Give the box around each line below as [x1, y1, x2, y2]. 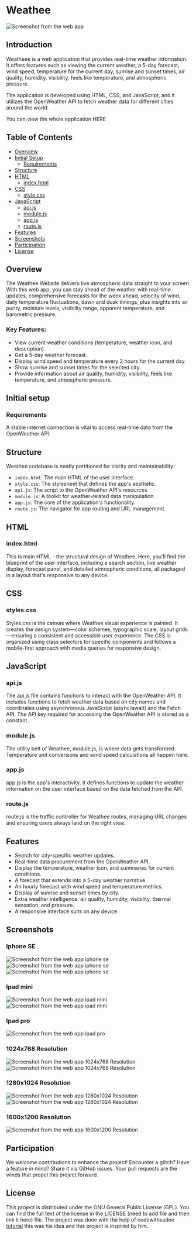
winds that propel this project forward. [6, 1171, 98, 1178]
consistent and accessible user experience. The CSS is [37, 632, 171, 639]
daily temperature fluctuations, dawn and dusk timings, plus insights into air [6, 299, 188, 306]
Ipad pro [6, 1017, 30, 1025]
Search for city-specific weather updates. [14, 852, 115, 859]
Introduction [6, 40, 53, 50]
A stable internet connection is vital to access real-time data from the [6, 424, 173, 431]
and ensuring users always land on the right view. [6, 819, 126, 826]
